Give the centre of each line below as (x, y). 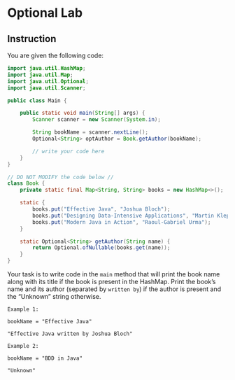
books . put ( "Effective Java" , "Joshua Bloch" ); (101, 209)
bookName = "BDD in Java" (45, 358)
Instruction (32, 39)
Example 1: (23, 309)
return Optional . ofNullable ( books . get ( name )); (101, 248)
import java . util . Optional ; (48, 81)
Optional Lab (45, 13)
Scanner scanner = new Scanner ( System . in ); (97, 120)
